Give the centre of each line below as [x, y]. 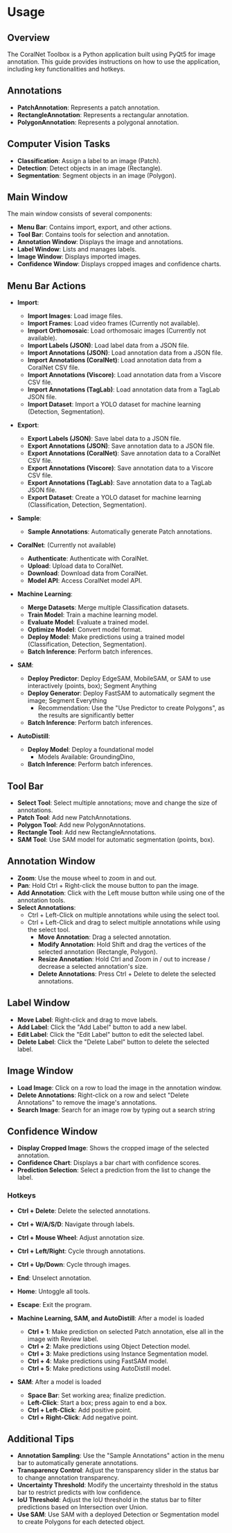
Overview [29, 38]
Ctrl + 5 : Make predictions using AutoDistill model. [99, 1368]
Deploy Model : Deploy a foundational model [91, 750]
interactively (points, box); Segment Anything [92, 686]
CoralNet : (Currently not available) [66, 545]
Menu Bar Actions [47, 286]
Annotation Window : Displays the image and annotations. [100, 242]
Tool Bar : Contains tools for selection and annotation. [93, 235]
